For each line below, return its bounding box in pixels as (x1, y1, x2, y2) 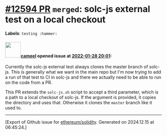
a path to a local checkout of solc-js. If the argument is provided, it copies (5, 94, 157, 100)
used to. (5, 105, 22, 111)
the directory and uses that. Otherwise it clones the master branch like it (5, 100, 153, 106)
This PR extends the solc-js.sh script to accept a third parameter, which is (5, 89, 159, 95)
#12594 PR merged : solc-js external (5, 3, 151, 15)
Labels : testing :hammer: (5, 30, 58, 36)
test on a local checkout (5, 14, 106, 25)
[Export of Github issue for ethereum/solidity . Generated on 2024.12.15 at (5, 119, 155, 125)
